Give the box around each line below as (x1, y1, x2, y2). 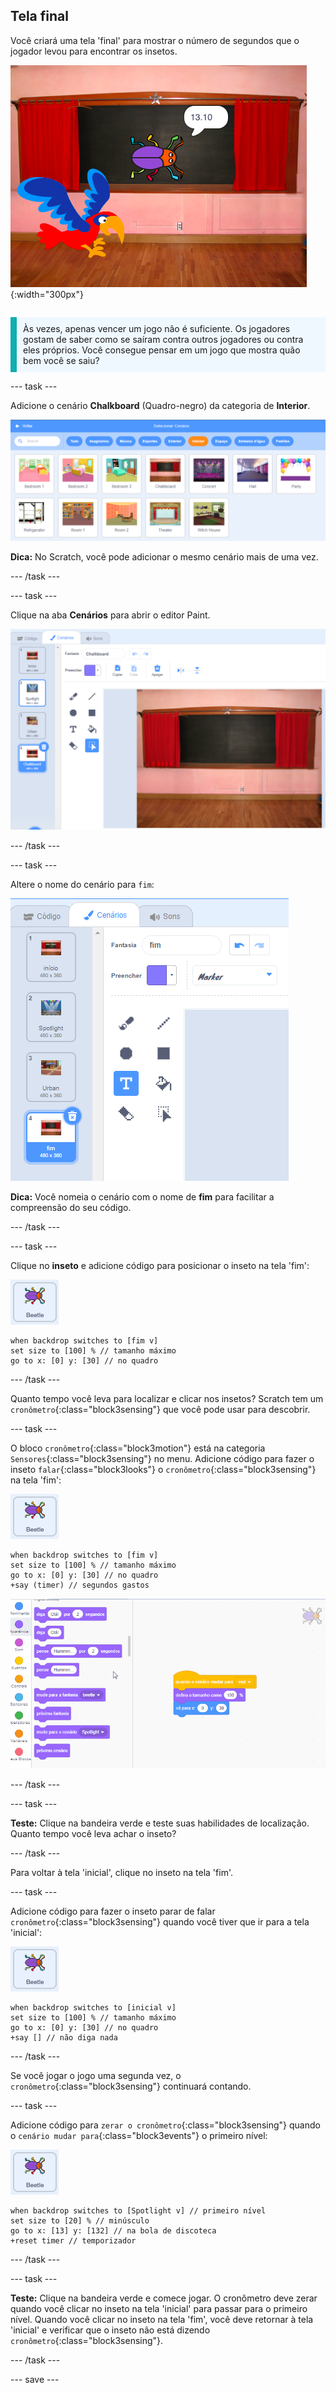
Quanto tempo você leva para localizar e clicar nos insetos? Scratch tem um (10, 1392, 324, 1404)
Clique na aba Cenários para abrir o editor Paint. (10, 609, 211, 621)
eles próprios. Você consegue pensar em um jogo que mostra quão (23, 344, 301, 356)
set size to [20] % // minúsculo (10, 2215, 150, 2226)
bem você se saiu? (23, 354, 100, 366)
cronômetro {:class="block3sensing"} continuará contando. (10, 2080, 252, 2092)
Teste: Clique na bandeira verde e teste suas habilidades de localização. (10, 1817, 310, 1829)
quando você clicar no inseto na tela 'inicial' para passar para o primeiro (10, 2302, 308, 2314)
